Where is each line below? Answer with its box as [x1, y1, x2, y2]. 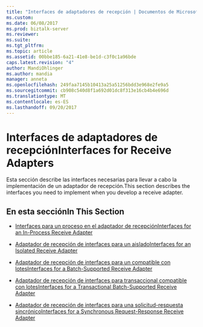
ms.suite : [6, 37, 31, 43]
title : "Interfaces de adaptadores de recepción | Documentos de [6, 8, 174, 15]
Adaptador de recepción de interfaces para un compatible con [14, 259, 171, 266]
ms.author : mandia [6, 71, 53, 77]
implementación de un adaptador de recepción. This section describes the [6, 183, 190, 190]
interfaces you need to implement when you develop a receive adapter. [6, 189, 184, 196]
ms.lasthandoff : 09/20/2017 [6, 104, 77, 111]
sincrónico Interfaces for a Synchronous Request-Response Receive [14, 308, 184, 315]
